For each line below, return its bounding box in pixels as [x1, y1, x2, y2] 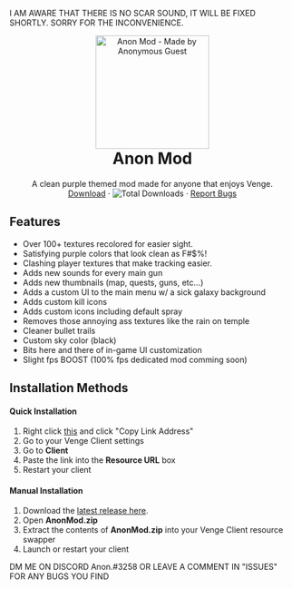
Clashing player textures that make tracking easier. [22, 258, 213, 269]
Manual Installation [9, 485, 83, 496]
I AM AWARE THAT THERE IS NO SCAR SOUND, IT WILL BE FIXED [9, 8, 257, 18]
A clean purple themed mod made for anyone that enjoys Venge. [31, 178, 274, 189]
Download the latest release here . [22, 506, 149, 516]
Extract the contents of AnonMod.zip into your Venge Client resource [22, 525, 284, 535]
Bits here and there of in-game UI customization [22, 344, 202, 355]
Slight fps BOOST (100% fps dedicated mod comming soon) [22, 354, 248, 365]
